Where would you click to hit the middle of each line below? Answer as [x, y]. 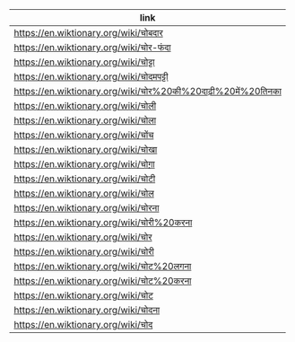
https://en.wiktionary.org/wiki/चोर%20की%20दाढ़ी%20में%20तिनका [148, 91]
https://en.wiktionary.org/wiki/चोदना [87, 310]
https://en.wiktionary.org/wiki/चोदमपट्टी [91, 77]
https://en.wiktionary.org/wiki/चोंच [84, 135]
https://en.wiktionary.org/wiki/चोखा [86, 149]
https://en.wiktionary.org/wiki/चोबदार [88, 33]
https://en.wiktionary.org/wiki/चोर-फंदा [93, 47]
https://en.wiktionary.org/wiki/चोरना [87, 208]
